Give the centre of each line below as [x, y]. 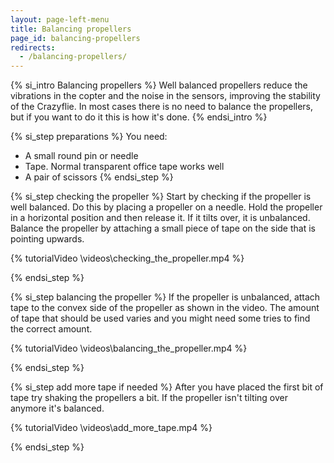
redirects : [33, 47]
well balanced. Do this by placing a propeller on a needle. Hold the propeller [166, 207]
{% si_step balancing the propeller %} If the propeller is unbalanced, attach [165, 297]
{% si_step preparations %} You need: [89, 137]
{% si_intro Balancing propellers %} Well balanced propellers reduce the [159, 85]
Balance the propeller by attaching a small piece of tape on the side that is [163, 228]
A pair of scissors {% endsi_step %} [99, 177]
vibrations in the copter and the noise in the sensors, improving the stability [165, 96]
